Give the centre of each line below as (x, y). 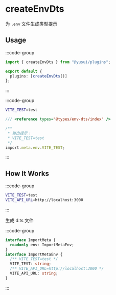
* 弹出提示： (19, 133)
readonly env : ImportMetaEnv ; (42, 245)
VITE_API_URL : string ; (34, 273)
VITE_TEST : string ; (31, 264)
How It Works (27, 173)
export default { (24, 71)
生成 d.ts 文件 (20, 220)
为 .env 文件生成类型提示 (31, 24)
